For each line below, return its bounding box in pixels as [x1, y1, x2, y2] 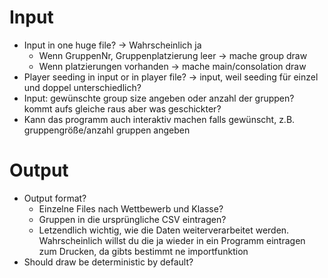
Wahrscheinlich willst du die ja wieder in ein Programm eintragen [38, 234, 306, 246]
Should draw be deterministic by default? [23, 256, 194, 268]
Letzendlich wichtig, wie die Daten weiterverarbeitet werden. [38, 224, 290, 236]
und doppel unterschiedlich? [23, 81, 142, 93]
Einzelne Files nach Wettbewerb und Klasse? [38, 202, 224, 215]
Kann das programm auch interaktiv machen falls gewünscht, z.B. [23, 113, 296, 125]
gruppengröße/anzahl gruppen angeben [23, 124, 191, 136]
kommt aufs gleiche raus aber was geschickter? [23, 102, 222, 115]
